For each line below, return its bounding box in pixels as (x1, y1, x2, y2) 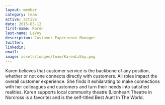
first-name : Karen (5, 26, 44, 31)
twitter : (5, 40, 24, 45)
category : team (5, 12, 37, 17)
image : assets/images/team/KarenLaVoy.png (5, 54, 96, 59)
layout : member (5, 7, 37, 13)
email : (5, 49, 19, 54)
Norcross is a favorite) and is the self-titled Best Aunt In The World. (5, 94, 144, 100)
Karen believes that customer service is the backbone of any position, (5, 68, 150, 74)
